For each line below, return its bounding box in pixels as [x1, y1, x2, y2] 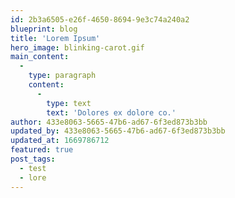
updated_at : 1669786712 [10, 136, 110, 146]
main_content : [10, 52, 70, 62]
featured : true [10, 145, 74, 155]
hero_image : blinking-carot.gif [10, 42, 145, 53]
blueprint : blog [10, 24, 78, 34]
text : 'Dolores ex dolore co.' [46, 107, 177, 118]
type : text [46, 98, 92, 108]
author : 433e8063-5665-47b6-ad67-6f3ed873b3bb [10, 117, 208, 127]
